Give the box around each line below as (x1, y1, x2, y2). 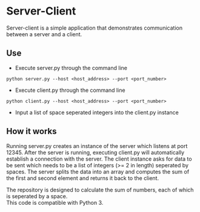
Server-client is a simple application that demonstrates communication (6, 24, 183, 31)
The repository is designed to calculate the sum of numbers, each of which (6, 186, 194, 193)
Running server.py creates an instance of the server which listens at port (6, 142, 188, 149)
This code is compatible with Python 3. (6, 199, 104, 206)
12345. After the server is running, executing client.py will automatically (6, 149, 185, 156)
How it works (6, 126, 57, 137)
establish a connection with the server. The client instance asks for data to (6, 155, 192, 162)
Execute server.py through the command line (15, 64, 127, 71)
